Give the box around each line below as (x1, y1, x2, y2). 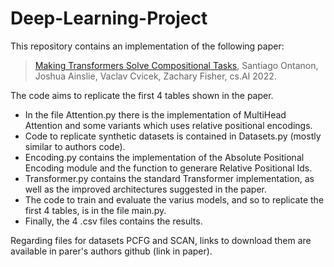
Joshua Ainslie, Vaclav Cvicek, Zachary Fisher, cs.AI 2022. (34, 70, 277, 82)
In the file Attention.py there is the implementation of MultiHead (24, 108, 287, 121)
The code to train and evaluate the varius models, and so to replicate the (24, 193, 325, 206)
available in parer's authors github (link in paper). (10, 245, 213, 257)
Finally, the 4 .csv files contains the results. (24, 215, 203, 227)
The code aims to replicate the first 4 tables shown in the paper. (10, 89, 274, 101)
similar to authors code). (24, 140, 126, 152)
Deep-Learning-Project (10, 7, 208, 30)
